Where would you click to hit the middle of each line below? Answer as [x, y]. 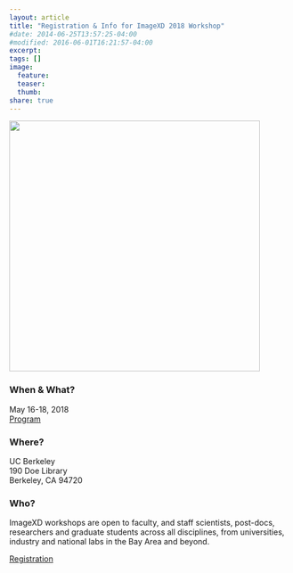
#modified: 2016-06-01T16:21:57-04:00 [81, 42]
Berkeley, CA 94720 [46, 480]
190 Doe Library [39, 471]
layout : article [39, 17]
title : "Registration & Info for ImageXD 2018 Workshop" [117, 26]
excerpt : [25, 51]
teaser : [32, 84]
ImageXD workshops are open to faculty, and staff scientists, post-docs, [142, 523]
